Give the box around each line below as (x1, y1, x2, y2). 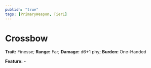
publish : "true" (5, 7, 38, 12)
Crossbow (5, 33, 48, 44)
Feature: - (5, 58, 26, 64)
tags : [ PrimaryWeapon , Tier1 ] (5, 12, 68, 17)
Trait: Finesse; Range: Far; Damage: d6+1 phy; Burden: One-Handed (5, 49, 147, 55)
